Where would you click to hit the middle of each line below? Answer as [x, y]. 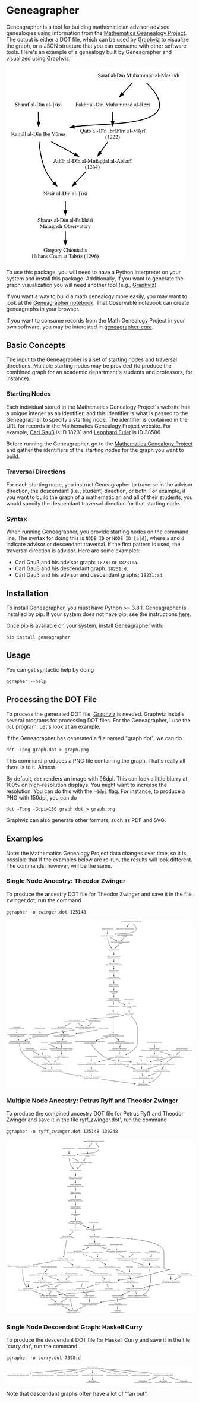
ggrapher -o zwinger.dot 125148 [46, 912]
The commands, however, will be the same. [59, 865]
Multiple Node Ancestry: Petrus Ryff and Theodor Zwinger [92, 1101]
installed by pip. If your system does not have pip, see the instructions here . [99, 614]
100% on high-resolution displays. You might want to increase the [87, 785]
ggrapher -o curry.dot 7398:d [44, 1358]
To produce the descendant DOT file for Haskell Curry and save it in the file [98, 1340]
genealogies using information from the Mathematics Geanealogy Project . [97, 33]
